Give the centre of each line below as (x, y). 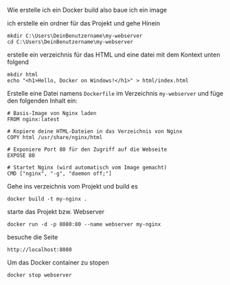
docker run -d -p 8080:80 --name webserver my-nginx (84, 224)
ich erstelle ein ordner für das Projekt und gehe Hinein (83, 23)
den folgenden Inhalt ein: (42, 101)
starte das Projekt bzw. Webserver (56, 212)
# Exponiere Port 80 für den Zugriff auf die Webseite (87, 149)
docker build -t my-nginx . (47, 199)
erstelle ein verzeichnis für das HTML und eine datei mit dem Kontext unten (114, 55)
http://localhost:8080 (39, 250)
